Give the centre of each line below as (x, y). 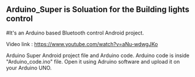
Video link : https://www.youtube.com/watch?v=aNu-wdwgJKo (82, 44)
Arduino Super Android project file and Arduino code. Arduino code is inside (98, 55)
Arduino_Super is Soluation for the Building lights (98, 10)
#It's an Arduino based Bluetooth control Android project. (75, 33)
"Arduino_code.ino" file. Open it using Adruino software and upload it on (93, 61)
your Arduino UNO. (29, 68)
